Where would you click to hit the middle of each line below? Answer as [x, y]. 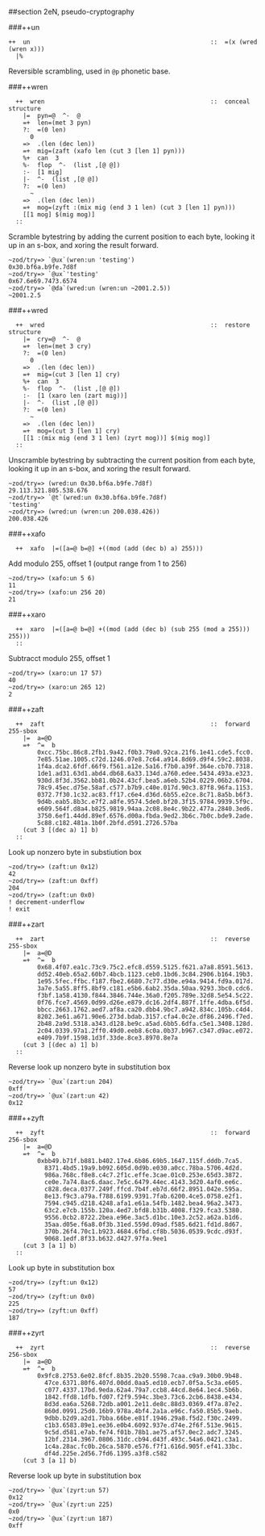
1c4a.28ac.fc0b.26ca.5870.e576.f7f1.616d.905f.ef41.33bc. [143, 1446]
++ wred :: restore [133, 325]
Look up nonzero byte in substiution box [75, 852]
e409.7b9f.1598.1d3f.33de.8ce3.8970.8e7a [108, 1038]
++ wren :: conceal [133, 102]
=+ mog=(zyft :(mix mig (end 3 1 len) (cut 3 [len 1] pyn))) [129, 207]
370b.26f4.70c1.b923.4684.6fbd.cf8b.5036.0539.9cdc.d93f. [143, 1232]
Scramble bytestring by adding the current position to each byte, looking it [132, 236]
